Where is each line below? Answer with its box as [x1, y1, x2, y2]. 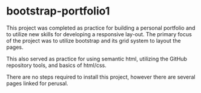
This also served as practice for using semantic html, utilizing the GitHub [6, 55, 188, 62]
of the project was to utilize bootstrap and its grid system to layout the [6, 37, 181, 44]
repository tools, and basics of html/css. [6, 62, 107, 69]
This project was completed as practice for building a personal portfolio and [6, 24, 196, 31]
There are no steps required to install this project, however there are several [6, 73, 196, 80]
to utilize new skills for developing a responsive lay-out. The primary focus [6, 30, 192, 37]
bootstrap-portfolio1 [6, 4, 110, 18]
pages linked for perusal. [6, 80, 68, 87]
